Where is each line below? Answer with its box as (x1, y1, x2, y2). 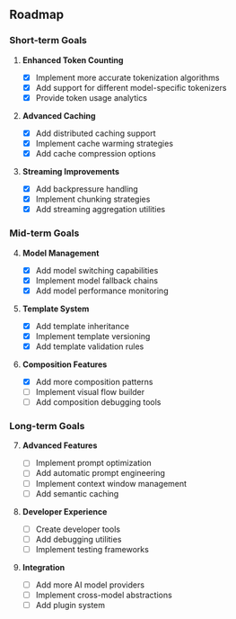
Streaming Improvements (22, 166, 119, 177)
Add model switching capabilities (35, 265, 159, 275)
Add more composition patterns (35, 376, 153, 387)
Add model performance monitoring (35, 285, 169, 296)
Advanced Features (22, 440, 98, 451)
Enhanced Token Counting (22, 54, 124, 66)
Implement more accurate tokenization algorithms (35, 72, 220, 83)
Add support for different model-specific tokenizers (35, 82, 227, 93)
